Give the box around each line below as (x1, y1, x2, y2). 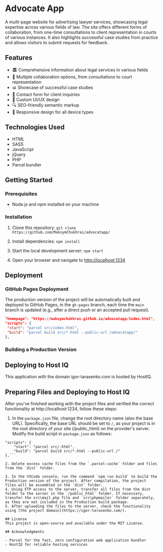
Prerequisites (5, 190, 37, 197)
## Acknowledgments (5, 530, 45, 535)
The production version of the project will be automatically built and (5, 297, 140, 302)
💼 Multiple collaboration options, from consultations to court (12, 74, 132, 80)
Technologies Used (5, 123, 65, 132)
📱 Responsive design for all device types (12, 109, 94, 115)
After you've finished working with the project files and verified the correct (5, 401, 154, 407)
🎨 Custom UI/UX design (12, 97, 60, 102)
